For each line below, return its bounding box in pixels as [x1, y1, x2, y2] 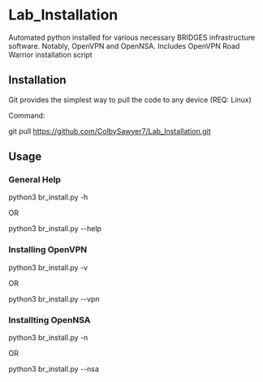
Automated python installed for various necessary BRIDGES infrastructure [8, 32, 256, 42]
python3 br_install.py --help [8, 224, 101, 234]
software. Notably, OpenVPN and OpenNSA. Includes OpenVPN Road [8, 41, 240, 50]
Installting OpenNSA [8, 314, 91, 325]
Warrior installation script [8, 49, 93, 59]
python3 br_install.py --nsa [8, 364, 100, 374]
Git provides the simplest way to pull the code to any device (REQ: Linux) [8, 95, 252, 105]
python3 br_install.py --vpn [8, 294, 100, 303]
